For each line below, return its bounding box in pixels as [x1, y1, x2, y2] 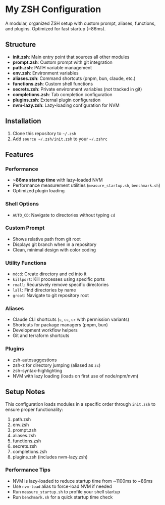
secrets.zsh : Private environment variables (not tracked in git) [12, 86, 142, 92]
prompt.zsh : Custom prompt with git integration [12, 59, 113, 65]
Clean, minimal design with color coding [12, 246, 96, 252]
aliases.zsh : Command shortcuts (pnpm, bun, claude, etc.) [12, 75, 136, 81]
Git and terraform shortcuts [12, 332, 70, 339]
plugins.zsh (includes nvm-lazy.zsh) [12, 454, 88, 460]
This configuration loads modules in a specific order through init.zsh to [5, 401, 156, 407]
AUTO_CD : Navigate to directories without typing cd [12, 212, 116, 218]
